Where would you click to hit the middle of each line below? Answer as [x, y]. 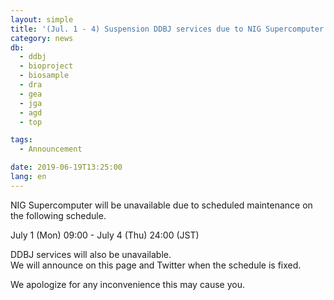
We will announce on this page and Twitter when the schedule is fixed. [156, 265]
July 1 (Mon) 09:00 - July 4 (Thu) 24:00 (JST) [105, 235]
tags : [21, 140]
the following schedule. [58, 215]
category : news [42, 38]
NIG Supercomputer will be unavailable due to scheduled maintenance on [161, 205]
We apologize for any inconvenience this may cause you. [127, 284]
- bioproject [46, 66]
